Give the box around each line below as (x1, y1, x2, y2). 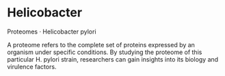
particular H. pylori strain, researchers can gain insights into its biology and (7, 55, 219, 63)
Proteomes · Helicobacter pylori (7, 27, 97, 36)
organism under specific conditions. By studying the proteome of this (7, 48, 202, 56)
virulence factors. (7, 62, 57, 71)
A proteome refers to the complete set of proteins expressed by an (7, 40, 195, 49)
